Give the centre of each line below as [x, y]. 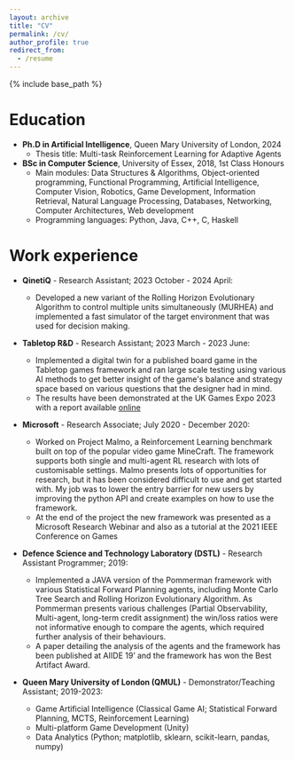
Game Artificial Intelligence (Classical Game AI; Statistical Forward [156, 709]
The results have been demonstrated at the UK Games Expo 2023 [155, 398]
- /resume [35, 59]
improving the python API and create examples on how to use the [155, 498]
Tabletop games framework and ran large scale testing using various [160, 369]
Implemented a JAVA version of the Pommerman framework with [153, 580]
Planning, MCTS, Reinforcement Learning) [112, 718]
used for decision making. [82, 326]
